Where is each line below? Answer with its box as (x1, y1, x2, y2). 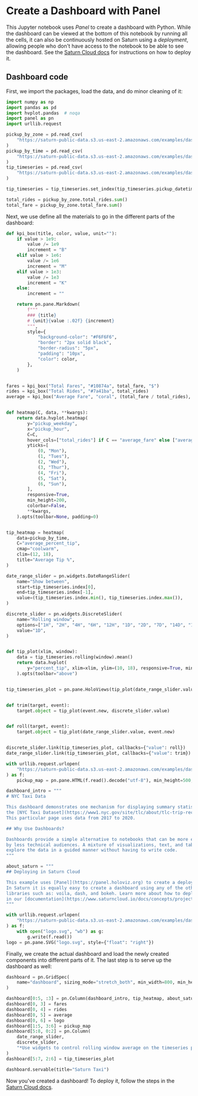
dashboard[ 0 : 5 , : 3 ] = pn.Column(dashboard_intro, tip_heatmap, (6, 996, 165, 1002)
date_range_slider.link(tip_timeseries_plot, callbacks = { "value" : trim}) (6, 750, 192, 756)
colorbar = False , (27, 503, 67, 509)
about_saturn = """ (6, 863, 54, 870)
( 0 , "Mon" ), (37, 448, 67, 454)
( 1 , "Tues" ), (37, 454, 70, 460)
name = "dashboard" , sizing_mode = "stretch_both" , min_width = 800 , (16, 979, 176, 985)
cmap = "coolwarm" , (16, 546, 60, 552)
